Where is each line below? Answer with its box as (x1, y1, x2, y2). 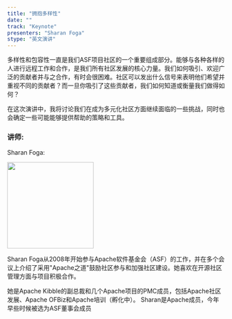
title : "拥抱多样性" (7, 10, 61, 17)
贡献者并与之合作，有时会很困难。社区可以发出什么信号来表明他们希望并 (19, 73, 225, 81)
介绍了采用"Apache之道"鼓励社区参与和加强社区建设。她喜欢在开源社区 (19, 264, 222, 272)
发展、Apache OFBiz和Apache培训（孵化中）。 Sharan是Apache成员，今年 (7, 296, 220, 304)
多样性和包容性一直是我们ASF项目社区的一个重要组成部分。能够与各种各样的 (7, 56, 224, 64)
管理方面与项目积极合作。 (7, 272, 80, 280)
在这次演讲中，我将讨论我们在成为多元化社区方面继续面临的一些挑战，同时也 (7, 105, 225, 113)
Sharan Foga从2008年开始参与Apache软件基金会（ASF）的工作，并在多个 (7, 255, 219, 263)
